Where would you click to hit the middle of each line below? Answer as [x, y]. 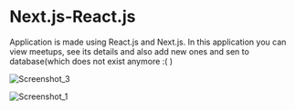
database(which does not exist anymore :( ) [91, 61]
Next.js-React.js [73, 17]
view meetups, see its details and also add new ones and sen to [129, 51]
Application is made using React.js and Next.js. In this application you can [148, 42]
